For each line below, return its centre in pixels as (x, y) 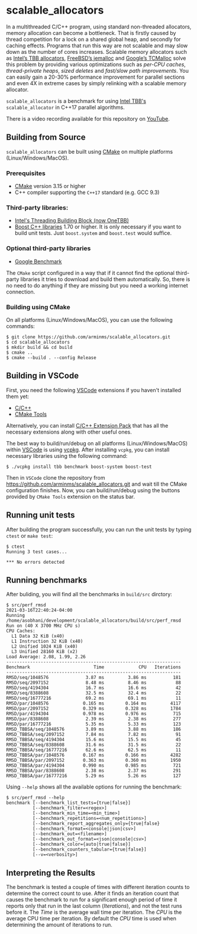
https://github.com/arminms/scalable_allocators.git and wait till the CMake (97, 484)
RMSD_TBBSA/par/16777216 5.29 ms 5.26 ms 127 (94, 776)
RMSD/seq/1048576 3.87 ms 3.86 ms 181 (94, 678)
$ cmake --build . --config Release (51, 358)
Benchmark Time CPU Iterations (94, 667)
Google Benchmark (38, 261)
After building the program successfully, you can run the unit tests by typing (99, 529)
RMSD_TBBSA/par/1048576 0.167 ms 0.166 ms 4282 (94, 755)
